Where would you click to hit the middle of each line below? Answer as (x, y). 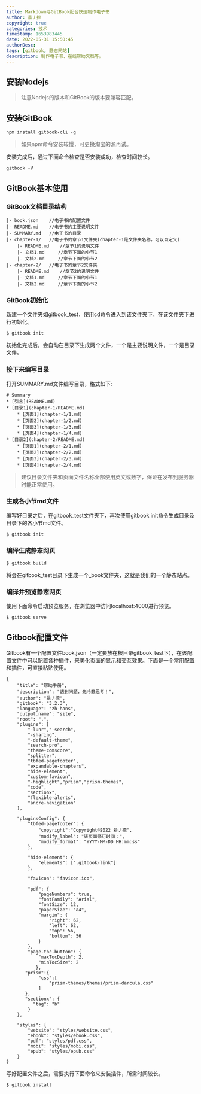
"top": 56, (63, 931)
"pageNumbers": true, (65, 894)
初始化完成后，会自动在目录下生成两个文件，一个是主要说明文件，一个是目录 (100, 345)
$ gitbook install (29, 1085)
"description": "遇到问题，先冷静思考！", (66, 692)
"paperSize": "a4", (62, 910)
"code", (37, 788)
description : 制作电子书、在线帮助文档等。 (55, 56)
